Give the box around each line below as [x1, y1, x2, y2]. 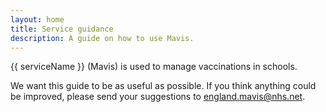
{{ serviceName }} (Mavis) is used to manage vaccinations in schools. [10, 61, 298, 73]
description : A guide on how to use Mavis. [10, 33, 195, 43]
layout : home [10, 14, 65, 25]
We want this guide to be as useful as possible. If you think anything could [10, 80, 317, 92]
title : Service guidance [10, 24, 114, 34]
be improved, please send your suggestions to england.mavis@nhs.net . [10, 91, 306, 103]
